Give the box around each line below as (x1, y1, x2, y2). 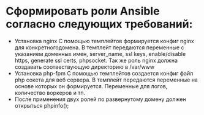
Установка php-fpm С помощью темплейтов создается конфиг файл (14, 69, 194, 77)
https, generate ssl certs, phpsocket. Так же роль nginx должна (14, 57, 178, 64)
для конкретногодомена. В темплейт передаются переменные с (14, 44, 184, 51)
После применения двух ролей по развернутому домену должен (14, 96, 186, 103)
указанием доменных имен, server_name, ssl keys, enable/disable (14, 50, 186, 57)
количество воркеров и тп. (14, 89, 86, 96)
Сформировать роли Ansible (6, 4, 160, 18)
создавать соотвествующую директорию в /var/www (14, 63, 155, 71)
